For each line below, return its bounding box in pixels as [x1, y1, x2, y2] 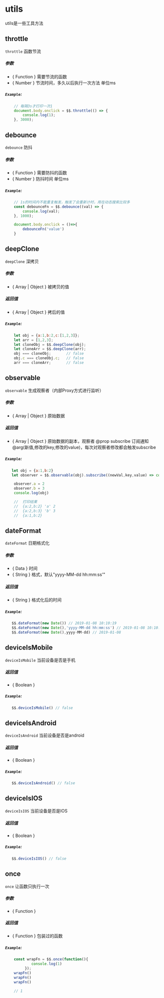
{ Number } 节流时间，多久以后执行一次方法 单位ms [12, 80, 116, 86]
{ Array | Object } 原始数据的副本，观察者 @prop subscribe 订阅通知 [12, 438, 149, 444]
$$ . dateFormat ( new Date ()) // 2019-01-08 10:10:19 [11, 621, 117, 626]
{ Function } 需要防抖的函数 [12, 170, 67, 176]
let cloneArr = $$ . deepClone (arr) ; [14, 346, 86, 352]
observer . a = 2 [14, 481, 45, 486]
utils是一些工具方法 [5, 20, 44, 26]
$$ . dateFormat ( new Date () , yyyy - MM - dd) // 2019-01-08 [11, 630, 121, 635]
